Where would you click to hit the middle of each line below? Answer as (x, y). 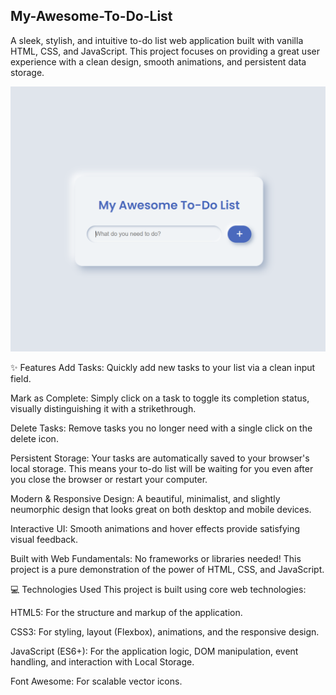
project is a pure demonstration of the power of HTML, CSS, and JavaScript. (167, 570)
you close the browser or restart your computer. (109, 480)
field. (21, 379)
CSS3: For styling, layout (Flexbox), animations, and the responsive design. (165, 632)
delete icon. (34, 439)
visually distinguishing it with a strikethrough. (103, 409)
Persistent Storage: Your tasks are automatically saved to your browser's (160, 458)
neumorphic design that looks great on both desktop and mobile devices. (161, 510)
